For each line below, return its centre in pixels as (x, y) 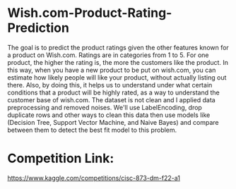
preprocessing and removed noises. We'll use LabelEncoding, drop (105, 107)
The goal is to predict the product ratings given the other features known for (118, 47)
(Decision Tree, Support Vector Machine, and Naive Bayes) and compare (113, 122)
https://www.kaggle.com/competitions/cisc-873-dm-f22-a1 (94, 178)
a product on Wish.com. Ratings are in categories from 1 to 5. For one (108, 55)
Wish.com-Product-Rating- (90, 13)
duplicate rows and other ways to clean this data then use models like (109, 115)
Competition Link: (61, 158)
